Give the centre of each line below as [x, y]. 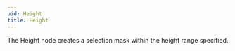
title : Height [28, 20]
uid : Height [25, 14]
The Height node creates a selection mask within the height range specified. [118, 40]
